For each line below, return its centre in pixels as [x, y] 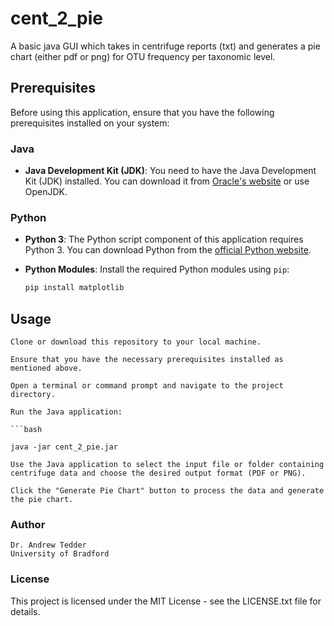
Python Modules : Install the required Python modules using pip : [157, 269]
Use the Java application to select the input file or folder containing [167, 465]
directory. [33, 395]
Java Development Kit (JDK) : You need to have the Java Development [170, 171]
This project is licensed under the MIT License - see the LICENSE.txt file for [166, 601]
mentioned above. [46, 368]
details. [25, 611]
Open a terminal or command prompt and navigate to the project [147, 386]
